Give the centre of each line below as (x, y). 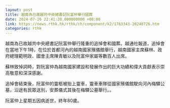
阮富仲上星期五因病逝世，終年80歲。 (44, 100)
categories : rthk (24, 29)
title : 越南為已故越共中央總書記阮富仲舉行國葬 (49, 15)
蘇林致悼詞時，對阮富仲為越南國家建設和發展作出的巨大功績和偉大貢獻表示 (83, 67)
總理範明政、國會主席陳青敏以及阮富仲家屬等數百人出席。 (69, 56)
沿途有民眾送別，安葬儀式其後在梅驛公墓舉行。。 (64, 90)
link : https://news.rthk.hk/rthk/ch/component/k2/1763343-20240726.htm (82, 24)
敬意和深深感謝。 (27, 73)
